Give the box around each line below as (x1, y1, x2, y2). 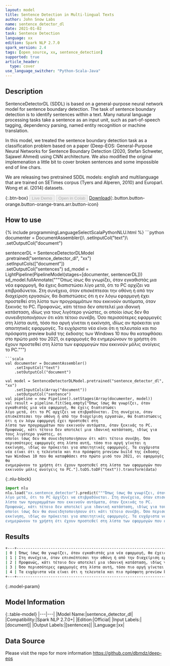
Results (5, 532, 30, 541)
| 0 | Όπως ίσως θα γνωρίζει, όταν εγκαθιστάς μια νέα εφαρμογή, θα (5, 551, 153, 556)
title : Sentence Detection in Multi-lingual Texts (5, 12, 114, 17)
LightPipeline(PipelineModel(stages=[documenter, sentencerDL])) (5, 271, 143, 277)
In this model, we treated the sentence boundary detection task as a (5, 137, 147, 143)
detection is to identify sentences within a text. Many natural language (5, 111, 152, 117)
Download (89, 195, 110, 201)
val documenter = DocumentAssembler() (5, 361, 87, 366)
